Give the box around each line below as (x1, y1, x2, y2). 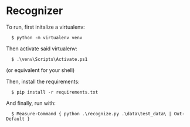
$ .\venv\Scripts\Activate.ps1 (11, 56, 88, 62)
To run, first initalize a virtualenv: (6, 23, 85, 30)
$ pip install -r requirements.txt (11, 89, 99, 95)
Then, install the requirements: (6, 78, 80, 85)
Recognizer (6, 4, 63, 18)
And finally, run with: (6, 99, 56, 107)
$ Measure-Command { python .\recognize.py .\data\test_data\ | (11, 111, 172, 116)
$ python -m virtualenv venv (11, 35, 83, 40)
